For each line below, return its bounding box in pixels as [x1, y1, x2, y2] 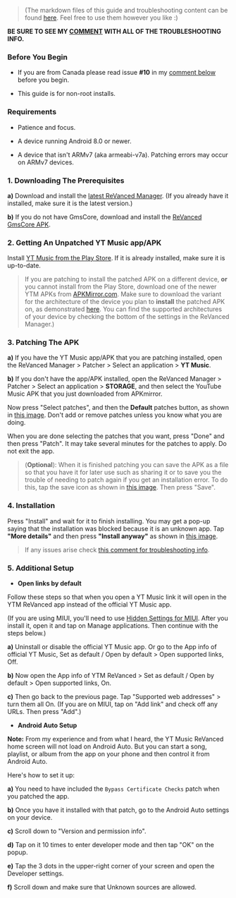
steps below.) [7, 629, 46, 638]
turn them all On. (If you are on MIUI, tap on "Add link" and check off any [7, 700, 218, 708]
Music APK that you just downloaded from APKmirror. [7, 389, 163, 398]
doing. [7, 418, 26, 427]
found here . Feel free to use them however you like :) [24, 13, 178, 22]
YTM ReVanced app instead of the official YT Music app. [7, 600, 172, 609]
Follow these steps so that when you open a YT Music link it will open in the [7, 593, 227, 602]
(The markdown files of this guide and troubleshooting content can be [24, 6, 228, 14]
